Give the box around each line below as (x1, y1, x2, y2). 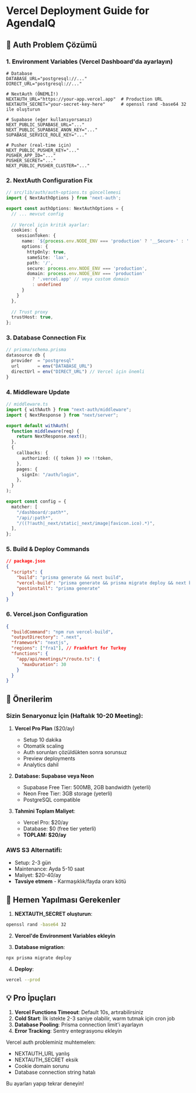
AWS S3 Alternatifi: (6, 845, 62, 854)
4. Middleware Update (6, 388, 70, 396)
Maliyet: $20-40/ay (14, 872, 61, 879)
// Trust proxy (11, 309, 48, 315)
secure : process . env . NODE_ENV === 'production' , (27, 265, 148, 271)
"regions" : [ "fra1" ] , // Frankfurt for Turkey (11, 645, 127, 651)
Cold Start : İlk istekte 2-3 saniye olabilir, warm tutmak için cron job (14, 1015, 175, 1022)
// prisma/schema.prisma (6, 347, 66, 353)
